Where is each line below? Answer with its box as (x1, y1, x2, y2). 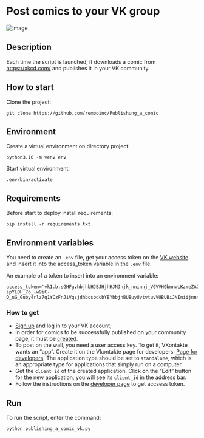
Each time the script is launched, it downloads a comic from (6, 58, 156, 65)
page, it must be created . (15, 335, 78, 343)
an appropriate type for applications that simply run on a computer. (15, 361, 183, 368)
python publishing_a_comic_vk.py (6, 426, 91, 432)
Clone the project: (6, 98, 52, 106)
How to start (6, 82, 54, 92)
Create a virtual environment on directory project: (6, 143, 131, 150)
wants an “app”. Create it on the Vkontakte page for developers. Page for (15, 348, 198, 355)
